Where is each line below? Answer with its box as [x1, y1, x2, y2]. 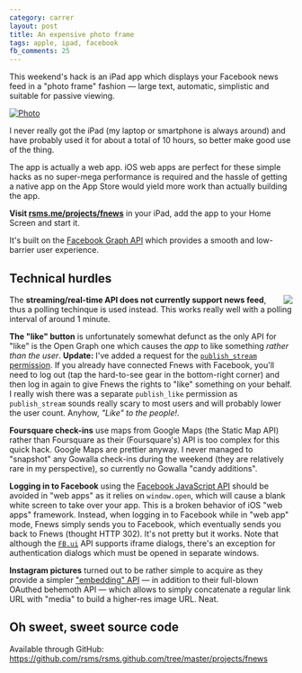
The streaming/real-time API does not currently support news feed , [9, 294, 267, 305]
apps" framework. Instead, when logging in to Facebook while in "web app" [9, 509, 289, 520]
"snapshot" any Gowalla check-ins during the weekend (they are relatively [9, 453, 285, 464]
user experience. [36, 245, 99, 256]
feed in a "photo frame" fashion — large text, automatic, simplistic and [9, 81, 270, 92]
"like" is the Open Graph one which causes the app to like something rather [9, 340, 289, 351]
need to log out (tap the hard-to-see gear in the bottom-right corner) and [9, 369, 280, 380]
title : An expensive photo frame [9, 30, 135, 39]
